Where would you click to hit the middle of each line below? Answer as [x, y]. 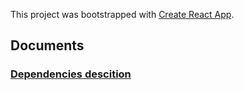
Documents [47, 45]
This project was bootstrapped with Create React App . [122, 14]
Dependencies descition [71, 74]
